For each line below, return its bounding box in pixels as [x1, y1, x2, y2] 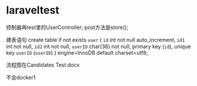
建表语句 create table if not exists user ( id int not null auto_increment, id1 [6, 36, 185, 43]
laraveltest [6, 4, 60, 17]
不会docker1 [6, 74, 36, 81]
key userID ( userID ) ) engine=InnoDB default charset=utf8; [6, 49, 148, 56]
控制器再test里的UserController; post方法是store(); [6, 24, 128, 31]
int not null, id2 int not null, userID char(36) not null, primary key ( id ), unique [6, 42, 191, 50]
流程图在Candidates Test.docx [6, 61, 80, 68]
